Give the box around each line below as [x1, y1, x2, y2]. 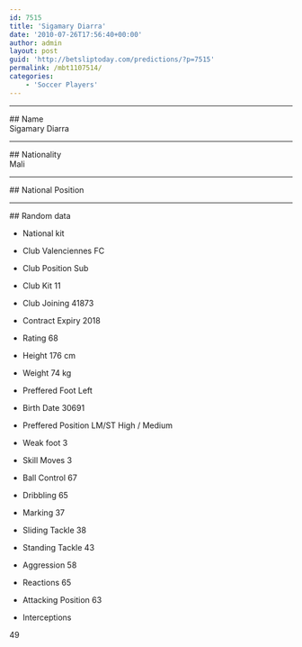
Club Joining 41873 [22, 297, 94, 308]
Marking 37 [22, 506, 66, 518]
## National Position [9, 184, 84, 195]
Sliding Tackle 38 [22, 524, 87, 535]
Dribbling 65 [22, 489, 69, 500]
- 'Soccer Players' [25, 80, 99, 89]
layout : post [9, 47, 58, 56]
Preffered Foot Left [22, 385, 93, 396]
